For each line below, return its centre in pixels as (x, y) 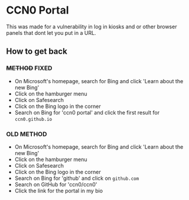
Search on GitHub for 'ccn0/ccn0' (56, 184)
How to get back (37, 52)
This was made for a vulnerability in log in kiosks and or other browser (92, 27)
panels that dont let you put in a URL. (51, 32)
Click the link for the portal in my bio (59, 191)
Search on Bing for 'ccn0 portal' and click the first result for (87, 112)
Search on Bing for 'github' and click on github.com (77, 178)
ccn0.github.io (33, 119)
